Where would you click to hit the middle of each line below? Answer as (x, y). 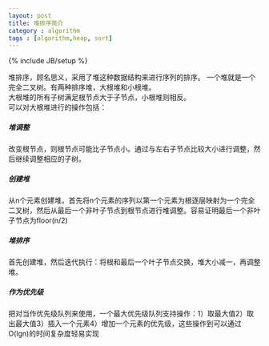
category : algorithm (44, 30)
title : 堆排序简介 (36, 23)
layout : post (30, 16)
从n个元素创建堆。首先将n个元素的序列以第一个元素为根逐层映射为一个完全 (132, 200)
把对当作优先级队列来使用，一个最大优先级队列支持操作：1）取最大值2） (128, 314)
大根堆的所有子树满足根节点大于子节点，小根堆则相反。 (99, 98)
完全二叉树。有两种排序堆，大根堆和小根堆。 (82, 87)
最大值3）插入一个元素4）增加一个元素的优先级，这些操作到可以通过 (128, 324)
